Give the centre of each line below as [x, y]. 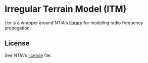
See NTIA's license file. [28, 55]
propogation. [18, 28]
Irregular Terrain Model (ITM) [66, 9]
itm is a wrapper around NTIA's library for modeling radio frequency [74, 23]
